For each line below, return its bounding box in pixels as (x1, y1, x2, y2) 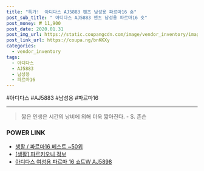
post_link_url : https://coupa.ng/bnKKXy (6, 37, 110, 43)
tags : (6, 54, 20, 60)
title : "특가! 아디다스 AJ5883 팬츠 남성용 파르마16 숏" (6, 9, 137, 15)
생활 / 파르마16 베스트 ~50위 (15, 143, 83, 150)
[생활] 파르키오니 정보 (15, 150, 67, 158)
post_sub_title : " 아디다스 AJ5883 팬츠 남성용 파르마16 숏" (6, 15, 148, 21)
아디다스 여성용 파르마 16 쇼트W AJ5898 (15, 158, 112, 166)
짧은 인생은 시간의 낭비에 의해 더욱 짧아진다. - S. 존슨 (21, 113, 147, 120)
